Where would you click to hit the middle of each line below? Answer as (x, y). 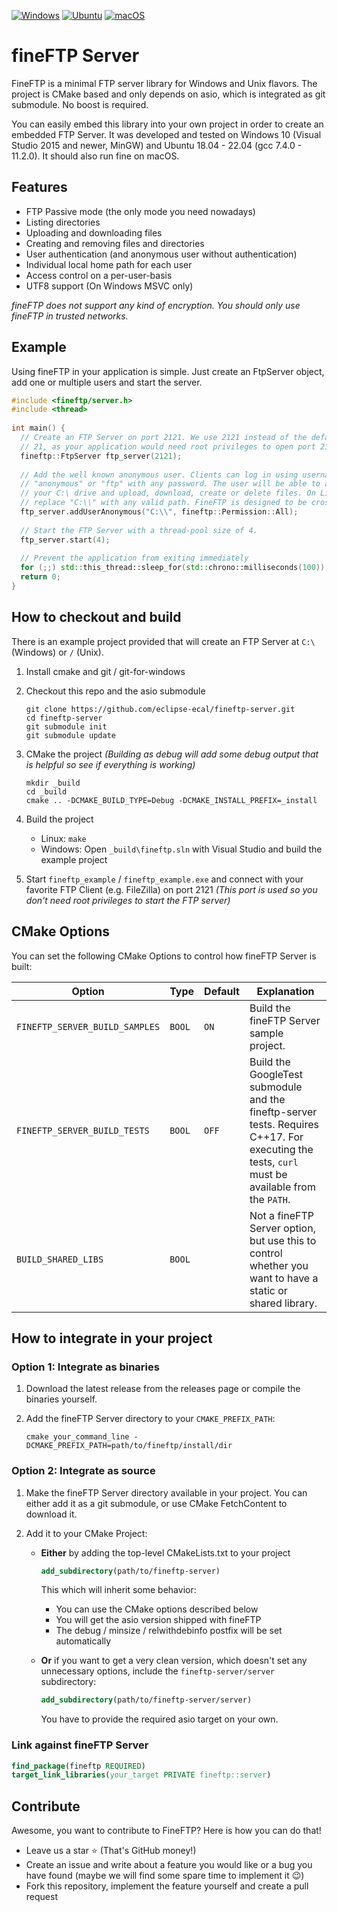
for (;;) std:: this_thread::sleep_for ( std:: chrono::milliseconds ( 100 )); (175, 568)
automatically (83, 1641)
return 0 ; (40, 577)
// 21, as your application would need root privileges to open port (168, 446)
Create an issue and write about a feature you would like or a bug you (169, 1865)
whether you (279, 1265)
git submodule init (66, 726)
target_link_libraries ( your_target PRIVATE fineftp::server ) (141, 1775)
